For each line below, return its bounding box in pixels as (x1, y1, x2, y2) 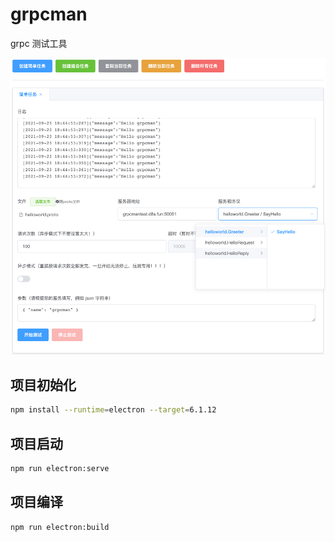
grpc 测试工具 (10, 37, 68, 49)
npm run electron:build (10, 522, 110, 532)
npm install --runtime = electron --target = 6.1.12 (10, 405, 217, 415)
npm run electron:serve (10, 464, 110, 474)
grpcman (10, 3, 88, 26)
